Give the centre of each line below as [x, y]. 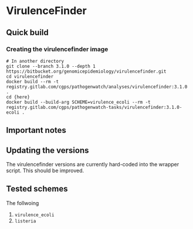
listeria [25, 221]
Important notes [36, 130]
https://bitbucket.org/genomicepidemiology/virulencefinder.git [86, 71]
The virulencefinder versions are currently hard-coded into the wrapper [93, 165]
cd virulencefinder [30, 76]
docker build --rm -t [33, 81]
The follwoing [23, 203]
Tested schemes [37, 189]
